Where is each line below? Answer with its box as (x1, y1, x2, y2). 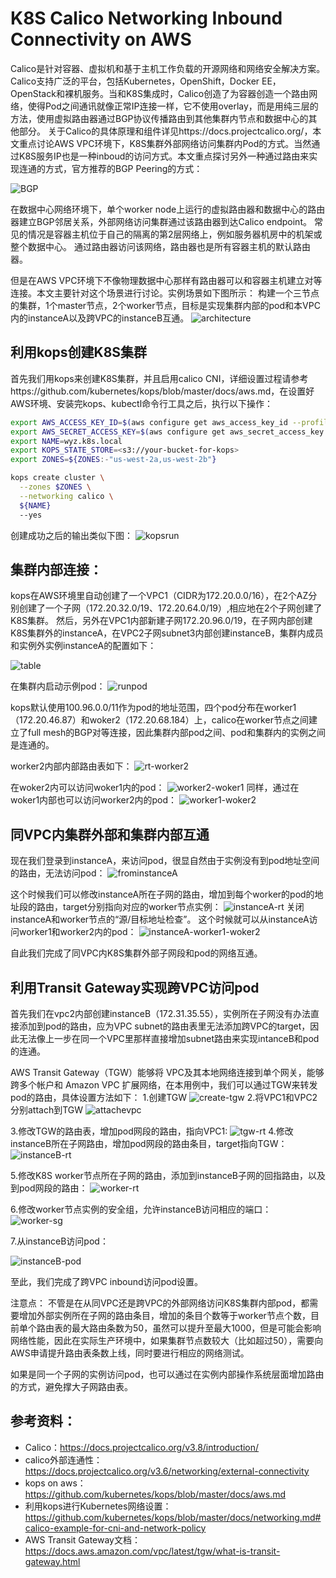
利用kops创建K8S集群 (10, 344, 148, 361)
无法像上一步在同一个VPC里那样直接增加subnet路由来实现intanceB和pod (18, 1032, 320, 1044)
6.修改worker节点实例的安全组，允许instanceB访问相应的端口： (10, 1203, 272, 1215)
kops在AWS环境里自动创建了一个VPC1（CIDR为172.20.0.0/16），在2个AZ (10, 590, 309, 602)
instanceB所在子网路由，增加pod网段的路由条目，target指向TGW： (10, 1137, 288, 1149)
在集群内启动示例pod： (10, 680, 106, 692)
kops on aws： (24, 1477, 87, 1489)
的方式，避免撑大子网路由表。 (10, 1380, 133, 1392)
